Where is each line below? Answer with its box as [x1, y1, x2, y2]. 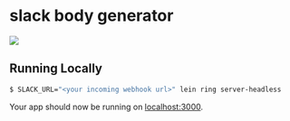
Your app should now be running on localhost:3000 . [9, 101, 204, 112]
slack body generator [9, 5, 174, 26]
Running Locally [9, 60, 102, 77]
